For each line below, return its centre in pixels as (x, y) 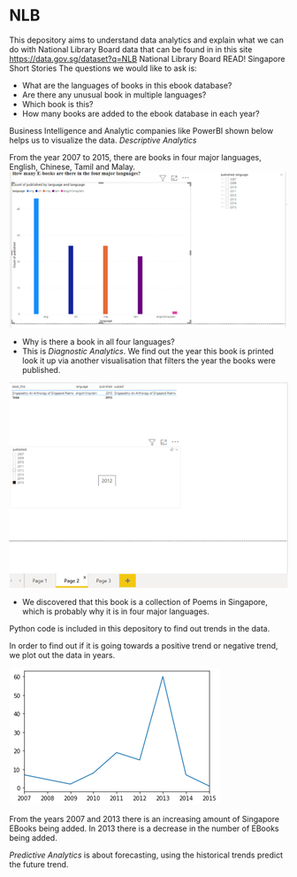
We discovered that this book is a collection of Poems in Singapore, (145, 602)
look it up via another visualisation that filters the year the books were (148, 361)
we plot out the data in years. (62, 656)
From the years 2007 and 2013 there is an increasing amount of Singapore (145, 819)
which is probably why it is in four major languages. (116, 611)
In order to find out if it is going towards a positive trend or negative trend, (144, 646)
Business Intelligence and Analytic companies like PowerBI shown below (141, 130)
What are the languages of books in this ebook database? (127, 85)
